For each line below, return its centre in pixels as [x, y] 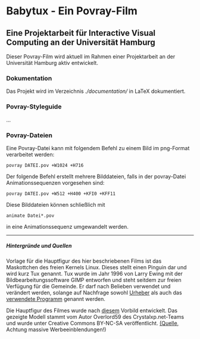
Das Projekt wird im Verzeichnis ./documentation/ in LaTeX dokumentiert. [96, 91]
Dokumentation [29, 78]
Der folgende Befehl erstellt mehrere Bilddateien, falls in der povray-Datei [96, 176]
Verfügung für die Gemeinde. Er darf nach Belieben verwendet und [88, 286]
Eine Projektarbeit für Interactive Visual [81, 33]
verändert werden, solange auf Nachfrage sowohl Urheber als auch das [94, 293]
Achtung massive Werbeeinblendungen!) [56, 329]
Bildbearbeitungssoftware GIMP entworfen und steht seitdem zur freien [94, 280]
